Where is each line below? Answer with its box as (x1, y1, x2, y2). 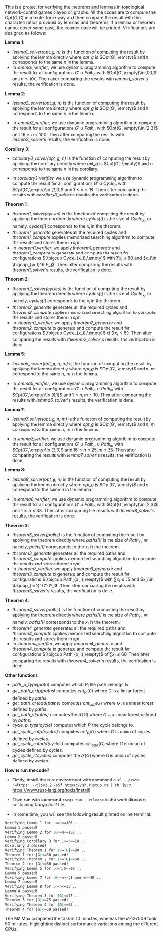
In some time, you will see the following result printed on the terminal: (12, 811, 152, 817)
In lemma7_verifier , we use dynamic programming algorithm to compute (12, 436, 156, 442)
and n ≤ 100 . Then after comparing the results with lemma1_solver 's (12, 76, 148, 82)
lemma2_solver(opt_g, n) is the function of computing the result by (12, 100, 146, 106)
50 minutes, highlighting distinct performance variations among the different (5, 921, 158, 927)
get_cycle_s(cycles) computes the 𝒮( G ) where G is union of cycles (12, 753, 145, 759)
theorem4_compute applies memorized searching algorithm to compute (12, 630, 156, 636)
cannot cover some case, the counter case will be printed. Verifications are (5, 25, 156, 31)
